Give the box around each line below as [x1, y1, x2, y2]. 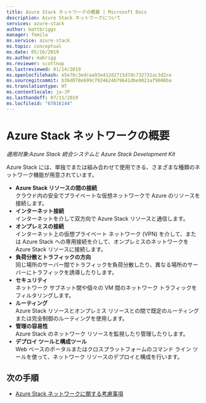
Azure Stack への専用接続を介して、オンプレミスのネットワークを [22, 238, 189, 245]
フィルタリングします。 [15, 291, 75, 299]
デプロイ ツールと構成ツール [15, 337, 87, 345]
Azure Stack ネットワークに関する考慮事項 [15, 390, 124, 397]
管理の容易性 [15, 322, 48, 329]
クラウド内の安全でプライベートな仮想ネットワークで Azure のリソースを [15, 192, 200, 199]
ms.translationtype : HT [6, 84, 68, 90]
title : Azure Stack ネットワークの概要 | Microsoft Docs [6, 9, 147, 15]
